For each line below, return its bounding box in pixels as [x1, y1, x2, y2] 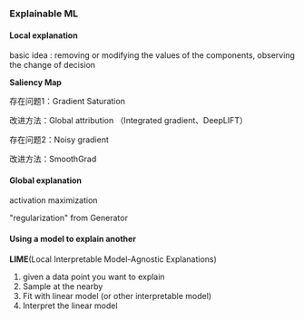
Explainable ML [9, 7, 79, 20]
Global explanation [9, 175, 83, 186]
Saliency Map [9, 77, 62, 88]
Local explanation [9, 30, 79, 41]
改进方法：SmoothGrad [9, 153, 97, 165]
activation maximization [9, 195, 98, 206]
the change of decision [9, 60, 96, 71]
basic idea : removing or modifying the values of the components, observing [9, 50, 295, 61]
